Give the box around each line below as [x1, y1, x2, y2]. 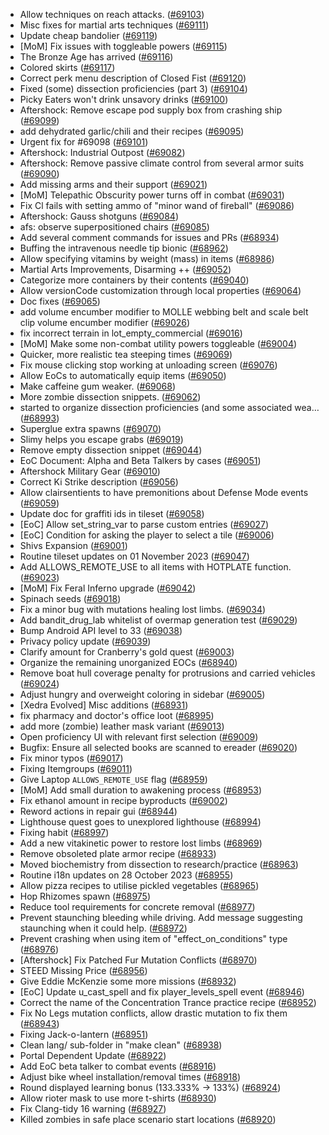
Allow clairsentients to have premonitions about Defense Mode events [19, 487, 309, 498]
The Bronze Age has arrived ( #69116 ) [19, 51, 174, 63]
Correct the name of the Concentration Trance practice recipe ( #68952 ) [19, 997, 317, 1008]
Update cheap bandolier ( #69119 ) [19, 30, 158, 41]
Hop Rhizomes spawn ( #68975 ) [19, 890, 152, 902]
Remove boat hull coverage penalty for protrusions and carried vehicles [19, 667, 316, 679]
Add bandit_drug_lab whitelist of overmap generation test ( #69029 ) [19, 614, 298, 626]
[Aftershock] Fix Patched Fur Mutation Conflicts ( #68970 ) [19, 954, 258, 966]
